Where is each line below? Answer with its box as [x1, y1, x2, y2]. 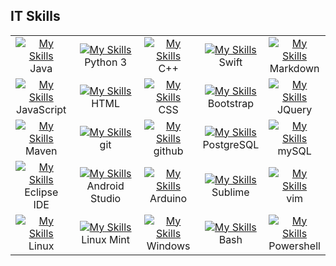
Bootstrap [207, 96, 254, 110]
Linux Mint [81, 232, 131, 246]
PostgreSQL [202, 137, 260, 151]
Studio [89, 191, 122, 205]
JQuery [276, 102, 313, 116]
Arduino [149, 191, 188, 205]
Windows [146, 239, 191, 253]
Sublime [211, 185, 250, 199]
